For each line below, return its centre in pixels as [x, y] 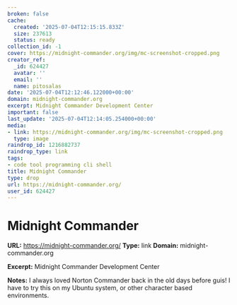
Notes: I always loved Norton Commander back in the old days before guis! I [119, 280]
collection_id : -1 [34, 47]
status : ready [34, 40]
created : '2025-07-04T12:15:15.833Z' [69, 27]
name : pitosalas [37, 86]
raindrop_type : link [38, 152]
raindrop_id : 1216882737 [44, 145]
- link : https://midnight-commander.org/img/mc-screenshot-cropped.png [115, 132]
